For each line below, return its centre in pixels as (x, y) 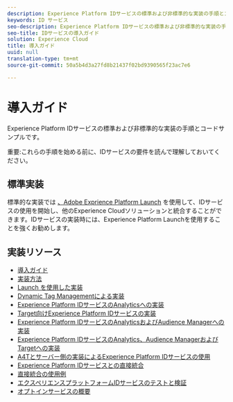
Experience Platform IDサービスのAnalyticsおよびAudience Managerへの (121, 322)
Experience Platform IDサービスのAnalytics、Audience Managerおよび (118, 340)
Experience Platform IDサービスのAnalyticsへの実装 (90, 305)
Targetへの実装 (39, 348)
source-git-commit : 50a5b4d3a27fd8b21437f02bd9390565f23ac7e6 (99, 65)
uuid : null (23, 53)
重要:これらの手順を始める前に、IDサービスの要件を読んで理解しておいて (111, 151)
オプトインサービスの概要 (54, 392)
